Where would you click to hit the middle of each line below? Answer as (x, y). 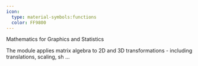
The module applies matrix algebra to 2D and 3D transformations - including (99, 51)
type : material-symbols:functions (54, 17)
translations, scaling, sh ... (38, 57)
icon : (13, 11)
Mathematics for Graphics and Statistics (55, 39)
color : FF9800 (29, 22)
